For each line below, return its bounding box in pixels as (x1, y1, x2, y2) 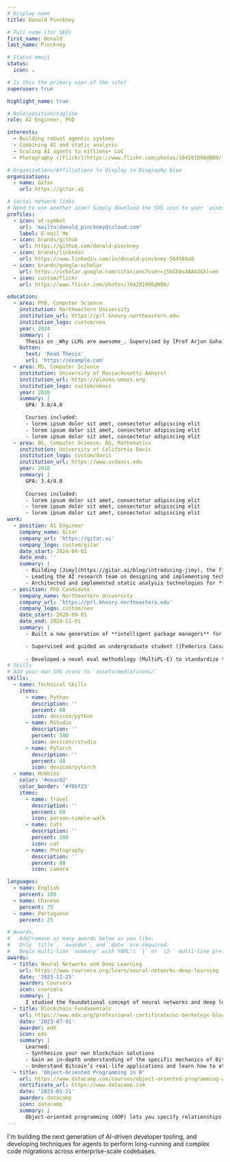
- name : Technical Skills (13, 681, 88, 688)
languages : (7, 878, 38, 885)
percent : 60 (31, 808, 66, 815)
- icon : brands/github (13, 236, 78, 243)
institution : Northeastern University (19, 306, 130, 313)
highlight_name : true (7, 97, 69, 105)
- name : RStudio (25, 719, 72, 726)
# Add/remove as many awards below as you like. (7, 935, 155, 942)
